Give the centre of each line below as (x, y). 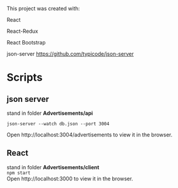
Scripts (25, 78)
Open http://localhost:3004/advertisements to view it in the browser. (90, 135)
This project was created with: (43, 8)
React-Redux (23, 31)
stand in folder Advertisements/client (53, 167)
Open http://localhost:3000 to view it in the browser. (70, 179)
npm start (19, 173)
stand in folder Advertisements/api (50, 113)
